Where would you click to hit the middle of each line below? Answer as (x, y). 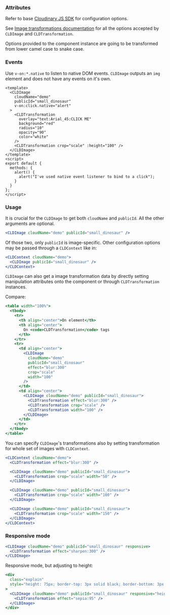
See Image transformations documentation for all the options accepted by (82, 28)
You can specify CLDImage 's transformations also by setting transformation (82, 443)
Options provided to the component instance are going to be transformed (82, 44)
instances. (16, 287)
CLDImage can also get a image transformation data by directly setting (77, 276)
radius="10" (31, 128)
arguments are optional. (30, 223)
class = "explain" (27, 580)
